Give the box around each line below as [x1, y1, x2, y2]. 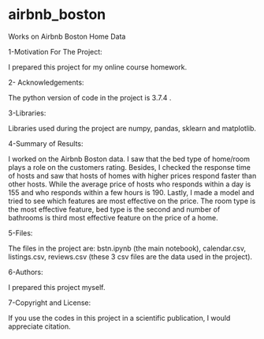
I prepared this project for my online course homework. [8, 62, 188, 72]
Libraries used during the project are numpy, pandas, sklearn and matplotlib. [8, 123, 257, 133]
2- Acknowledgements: [8, 77, 84, 87]
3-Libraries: [8, 108, 46, 118]
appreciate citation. [8, 322, 71, 331]
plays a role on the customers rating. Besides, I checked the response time [8, 162, 251, 171]
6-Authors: [8, 267, 43, 277]
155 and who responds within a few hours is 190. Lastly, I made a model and [8, 187, 255, 197]
